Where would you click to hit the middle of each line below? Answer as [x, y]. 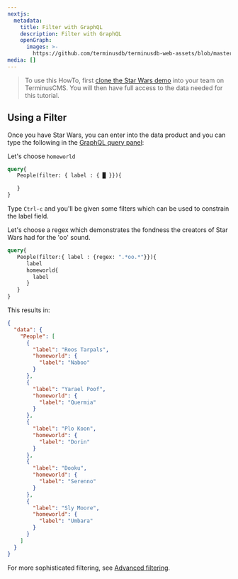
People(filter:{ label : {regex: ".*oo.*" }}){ [87, 257]
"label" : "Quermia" [68, 402]
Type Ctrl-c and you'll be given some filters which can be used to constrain [118, 209]
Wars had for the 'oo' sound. [49, 238]
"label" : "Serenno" [68, 482]
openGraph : [36, 40]
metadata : [28, 21]
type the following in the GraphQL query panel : [76, 142]
